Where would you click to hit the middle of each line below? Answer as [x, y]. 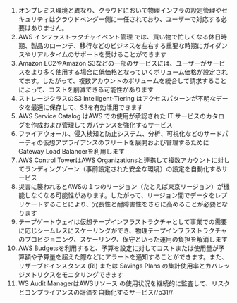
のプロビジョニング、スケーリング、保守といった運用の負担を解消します [123, 239]
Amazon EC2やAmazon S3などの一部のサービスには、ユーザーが [113, 63]
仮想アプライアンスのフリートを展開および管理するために [126, 142]
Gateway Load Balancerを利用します [72, 151]
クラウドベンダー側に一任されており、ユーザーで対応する [138, 19]
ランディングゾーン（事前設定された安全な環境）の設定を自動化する [123, 169]
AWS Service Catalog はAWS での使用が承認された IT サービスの [112, 116]
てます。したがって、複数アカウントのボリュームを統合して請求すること [122, 81]
